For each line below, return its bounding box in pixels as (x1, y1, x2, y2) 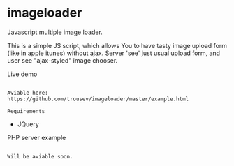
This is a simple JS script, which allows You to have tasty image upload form (7, 41, 228, 50)
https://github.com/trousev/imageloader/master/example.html (7, 96, 189, 103)
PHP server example (7, 133, 66, 142)
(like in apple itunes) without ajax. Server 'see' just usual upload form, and (7, 49, 221, 57)
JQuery (17, 120, 40, 128)
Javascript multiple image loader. (7, 28, 103, 36)
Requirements (7, 107, 45, 114)
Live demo (7, 70, 38, 78)
